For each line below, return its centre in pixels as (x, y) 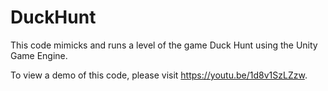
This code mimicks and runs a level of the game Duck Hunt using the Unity (164, 45)
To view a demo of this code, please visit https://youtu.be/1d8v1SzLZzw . (159, 75)
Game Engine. (39, 55)
